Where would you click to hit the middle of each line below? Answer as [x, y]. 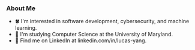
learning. [26, 28]
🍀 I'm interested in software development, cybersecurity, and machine [102, 21]
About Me [21, 8]
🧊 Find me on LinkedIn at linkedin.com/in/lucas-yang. [81, 40]
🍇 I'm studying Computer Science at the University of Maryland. [94, 35]
